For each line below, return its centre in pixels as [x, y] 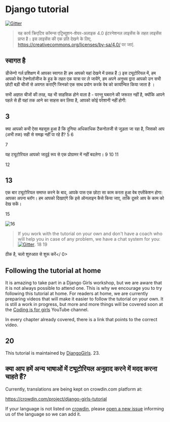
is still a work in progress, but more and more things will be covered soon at [84, 304]
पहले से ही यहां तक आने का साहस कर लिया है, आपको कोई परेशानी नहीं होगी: [66, 100]
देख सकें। [13, 204]
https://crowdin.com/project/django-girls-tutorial [56, 399]
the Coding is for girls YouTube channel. [47, 310]
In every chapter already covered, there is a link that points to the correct [81, 320]
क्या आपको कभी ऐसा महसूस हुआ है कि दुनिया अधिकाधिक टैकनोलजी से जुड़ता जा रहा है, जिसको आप [85, 129]
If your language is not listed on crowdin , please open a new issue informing [85, 408]
